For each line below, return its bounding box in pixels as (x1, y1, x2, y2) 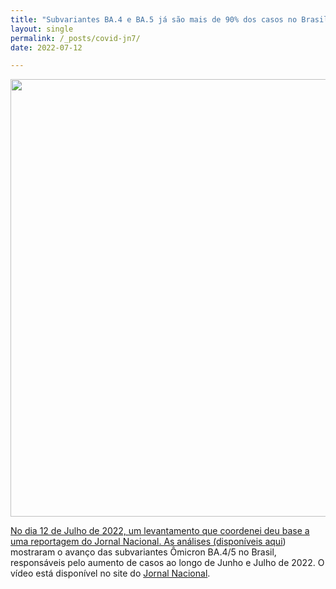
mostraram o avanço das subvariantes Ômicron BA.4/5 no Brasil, (10, 546, 277, 558)
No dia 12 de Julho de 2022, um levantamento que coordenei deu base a (10, 525, 310, 537)
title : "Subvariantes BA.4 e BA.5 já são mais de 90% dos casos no (10, 14, 298, 25)
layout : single (10, 24, 74, 34)
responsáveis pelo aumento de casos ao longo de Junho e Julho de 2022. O (10, 557, 325, 569)
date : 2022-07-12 (10, 42, 83, 53)
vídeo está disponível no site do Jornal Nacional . (10, 567, 211, 580)
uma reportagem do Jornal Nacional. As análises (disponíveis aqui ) (10, 536, 287, 548)
